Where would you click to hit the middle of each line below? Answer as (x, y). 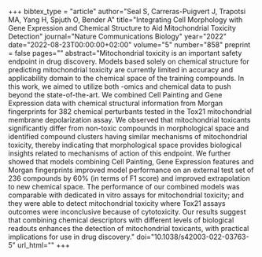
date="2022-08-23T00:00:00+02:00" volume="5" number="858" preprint (129, 45)
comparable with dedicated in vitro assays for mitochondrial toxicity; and (126, 195)
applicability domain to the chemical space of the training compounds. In (126, 78)
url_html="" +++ (44, 245)
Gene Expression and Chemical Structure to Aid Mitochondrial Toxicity (122, 28)
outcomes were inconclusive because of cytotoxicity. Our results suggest (127, 212)
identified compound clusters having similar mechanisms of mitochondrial (128, 136)
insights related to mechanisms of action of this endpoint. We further (120, 153)
